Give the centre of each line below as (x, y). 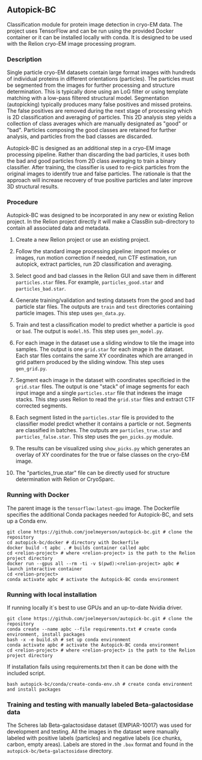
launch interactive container (45, 569)
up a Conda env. (27, 521)
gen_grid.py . (31, 369)
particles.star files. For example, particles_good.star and (90, 282)
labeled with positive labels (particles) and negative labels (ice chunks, (94, 738)
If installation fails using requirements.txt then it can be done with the (92, 667)
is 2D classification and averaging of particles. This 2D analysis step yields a (102, 118)
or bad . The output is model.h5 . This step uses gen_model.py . (90, 331)
